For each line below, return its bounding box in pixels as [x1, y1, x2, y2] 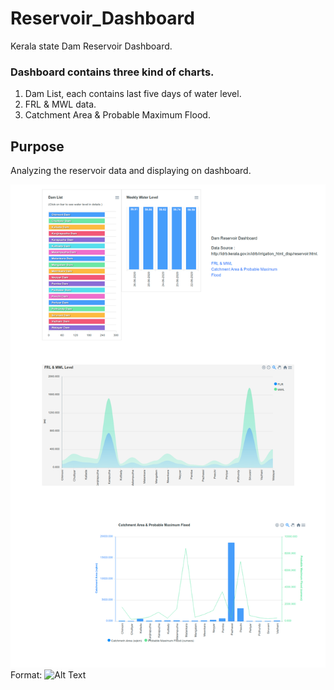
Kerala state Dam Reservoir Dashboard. [10, 40, 173, 52]
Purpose [10, 138, 65, 155]
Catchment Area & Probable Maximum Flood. [24, 109, 211, 121]
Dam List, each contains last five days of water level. [24, 88, 242, 100]
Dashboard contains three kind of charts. [10, 65, 215, 79]
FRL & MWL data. [24, 98, 97, 111]
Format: [10, 669, 43, 681]
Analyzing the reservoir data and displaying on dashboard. [10, 165, 252, 177]
